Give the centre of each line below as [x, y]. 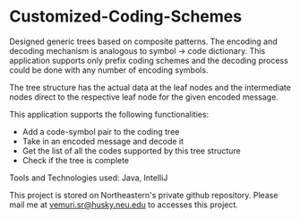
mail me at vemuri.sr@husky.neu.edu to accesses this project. [124, 205]
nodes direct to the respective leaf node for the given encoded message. [144, 97]
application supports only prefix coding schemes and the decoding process [149, 60]
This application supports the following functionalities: [109, 114]
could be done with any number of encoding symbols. [109, 70]
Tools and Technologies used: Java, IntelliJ [89, 178]
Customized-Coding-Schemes [126, 17]
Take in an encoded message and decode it [103, 141]
